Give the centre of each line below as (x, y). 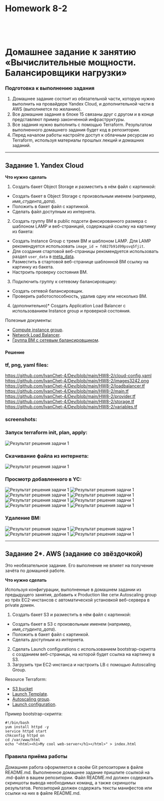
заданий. (21, 146)
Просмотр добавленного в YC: (43, 479)
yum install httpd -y (27, 727)
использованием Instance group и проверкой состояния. (71, 311)
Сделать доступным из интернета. (48, 640)
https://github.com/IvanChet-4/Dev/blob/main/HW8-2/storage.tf (70, 401)
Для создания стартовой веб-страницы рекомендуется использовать (85, 252)
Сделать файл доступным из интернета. (54, 212)
